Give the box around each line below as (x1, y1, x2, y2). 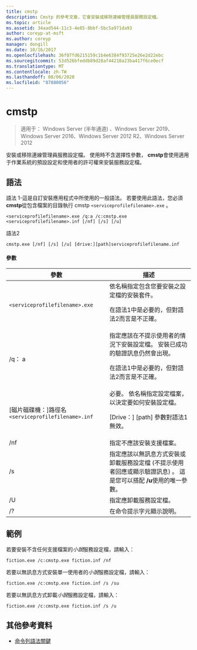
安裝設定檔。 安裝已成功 (121, 340, 188, 348)
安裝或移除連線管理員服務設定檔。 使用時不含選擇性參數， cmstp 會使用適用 (6, 151, 189, 158)
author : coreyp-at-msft (6, 31, 64, 36)
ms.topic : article (6, 19, 51, 25)
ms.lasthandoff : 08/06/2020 (6, 74, 75, 80)
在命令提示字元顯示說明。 (109, 507, 180, 515)
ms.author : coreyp (6, 36, 51, 42)
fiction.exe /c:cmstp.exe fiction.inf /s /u (6, 603, 117, 609)
